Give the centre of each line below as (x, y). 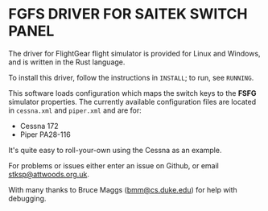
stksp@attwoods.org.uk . (49, 174)
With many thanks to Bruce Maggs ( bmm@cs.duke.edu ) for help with (123, 189)
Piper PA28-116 (45, 134)
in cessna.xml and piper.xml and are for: (75, 110)
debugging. (27, 198)
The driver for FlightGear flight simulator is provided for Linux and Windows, (134, 53)
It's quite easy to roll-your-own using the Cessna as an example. (115, 150)
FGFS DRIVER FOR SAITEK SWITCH (128, 14)
